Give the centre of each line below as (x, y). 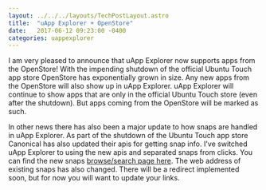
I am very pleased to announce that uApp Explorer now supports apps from (132, 61)
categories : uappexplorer (51, 38)
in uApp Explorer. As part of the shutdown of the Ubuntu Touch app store (128, 136)
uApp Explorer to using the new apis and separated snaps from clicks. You (131, 152)
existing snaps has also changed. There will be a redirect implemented (124, 169)
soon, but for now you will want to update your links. (94, 178)
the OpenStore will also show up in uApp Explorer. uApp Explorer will (121, 86)
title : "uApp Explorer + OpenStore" (71, 23)
